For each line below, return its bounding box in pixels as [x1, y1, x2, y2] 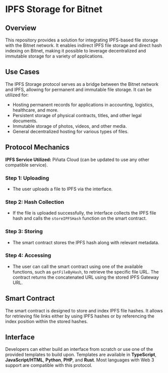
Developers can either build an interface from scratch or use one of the [5, 346, 153, 352]
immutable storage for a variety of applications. [5, 53, 104, 59]
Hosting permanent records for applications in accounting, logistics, [12, 101, 154, 108]
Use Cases [5, 68, 40, 76]
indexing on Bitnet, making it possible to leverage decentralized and [5, 48, 146, 54]
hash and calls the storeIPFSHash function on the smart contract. [12, 216, 147, 222]
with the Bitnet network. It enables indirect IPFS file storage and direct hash [5, 42, 162, 48]
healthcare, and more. [12, 107, 59, 113]
